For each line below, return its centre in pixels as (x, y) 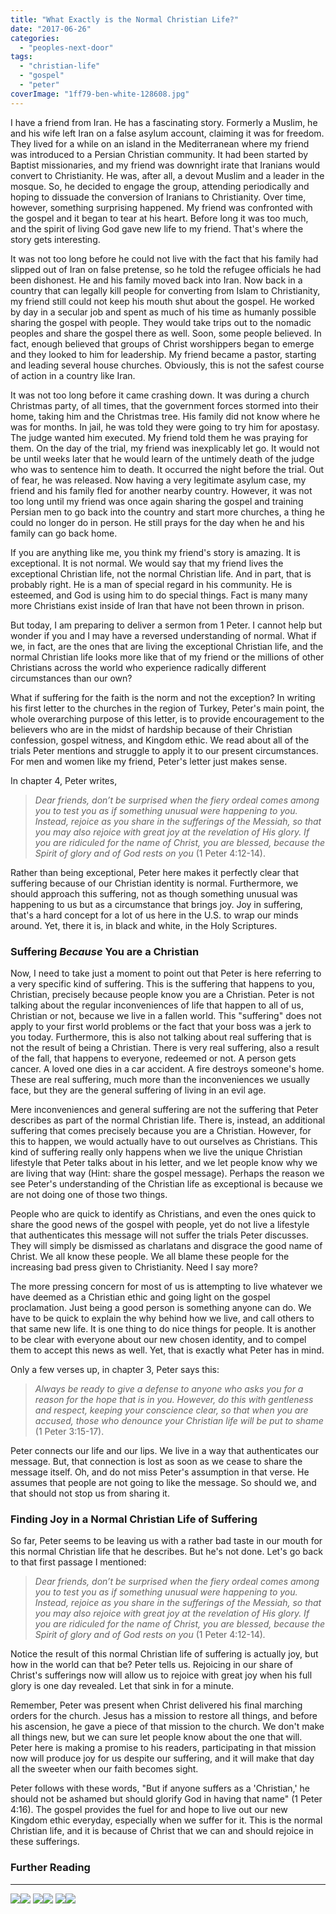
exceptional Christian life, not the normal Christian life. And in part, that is (161, 573)
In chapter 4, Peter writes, (64, 780)
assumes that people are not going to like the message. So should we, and (163, 1482)
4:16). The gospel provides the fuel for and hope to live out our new (149, 1810)
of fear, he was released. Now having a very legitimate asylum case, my (158, 480)
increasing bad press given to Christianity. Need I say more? (134, 1267)
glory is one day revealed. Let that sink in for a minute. (122, 1686)
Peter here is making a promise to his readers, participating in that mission (163, 1748)
